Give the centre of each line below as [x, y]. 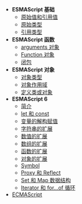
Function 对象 [38, 54]
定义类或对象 [37, 92]
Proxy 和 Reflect [41, 173]
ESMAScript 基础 [33, 9]
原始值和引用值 [39, 17]
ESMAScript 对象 [33, 70]
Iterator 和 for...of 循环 [48, 188]
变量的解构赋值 [39, 121]
